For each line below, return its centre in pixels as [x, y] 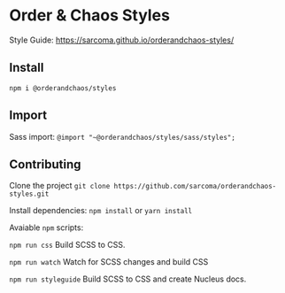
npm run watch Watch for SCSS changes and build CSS [109, 262]
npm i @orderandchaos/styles [63, 88]
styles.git [29, 194]
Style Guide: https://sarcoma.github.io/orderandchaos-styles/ [122, 40]
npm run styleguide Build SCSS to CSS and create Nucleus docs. [128, 279]
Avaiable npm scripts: [46, 227]
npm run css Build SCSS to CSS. [67, 245]
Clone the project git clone [60, 186]
